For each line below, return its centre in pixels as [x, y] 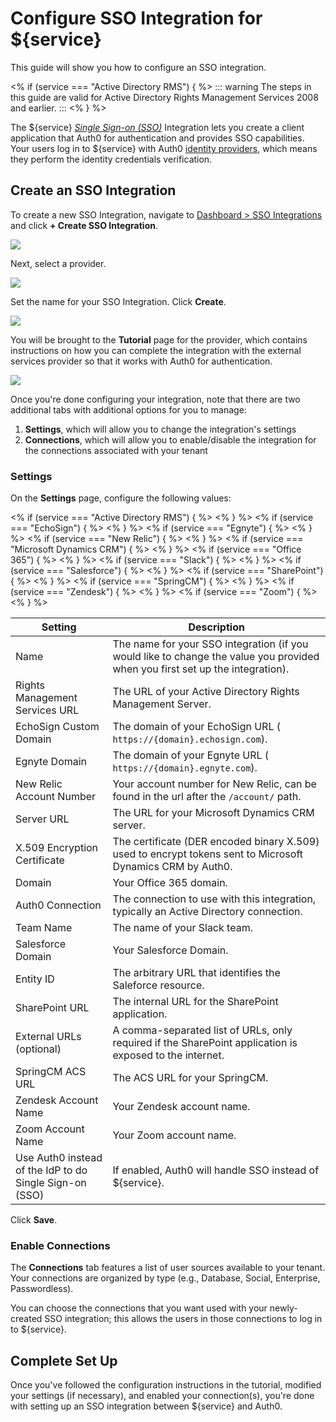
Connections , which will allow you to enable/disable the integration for [170, 439]
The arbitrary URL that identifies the [196, 973]
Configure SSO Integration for [136, 18]
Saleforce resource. [158, 985]
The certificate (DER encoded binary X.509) [216, 842]
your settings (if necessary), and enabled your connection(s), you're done [162, 1396]
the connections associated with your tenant [116, 450]
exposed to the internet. [168, 1055]
